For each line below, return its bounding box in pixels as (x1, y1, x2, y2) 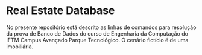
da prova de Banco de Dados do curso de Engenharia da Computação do (6, 30, 189, 37)
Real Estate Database (6, 4, 115, 18)
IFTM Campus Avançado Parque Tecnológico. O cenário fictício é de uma (6, 36, 189, 44)
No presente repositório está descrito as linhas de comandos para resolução (6, 24, 197, 31)
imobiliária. (6, 43, 34, 50)
